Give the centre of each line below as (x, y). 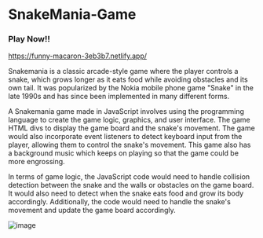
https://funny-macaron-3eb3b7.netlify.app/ (78, 56)
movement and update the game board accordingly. (92, 211)
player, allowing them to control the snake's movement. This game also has (130, 145)
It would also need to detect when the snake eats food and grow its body (126, 193)
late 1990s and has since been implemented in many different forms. (119, 97)
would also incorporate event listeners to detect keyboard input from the (125, 137)
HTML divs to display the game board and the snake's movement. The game (131, 128)
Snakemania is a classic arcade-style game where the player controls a (123, 71)
